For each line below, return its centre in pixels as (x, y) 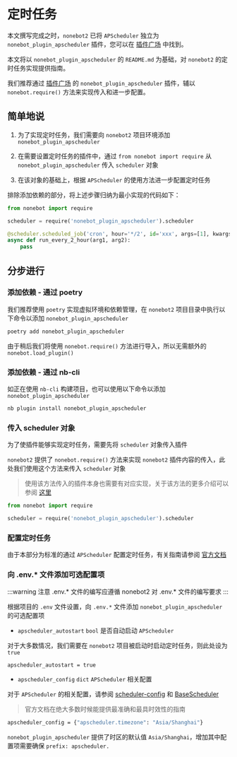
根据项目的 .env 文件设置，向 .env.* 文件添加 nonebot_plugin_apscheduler (115, 606)
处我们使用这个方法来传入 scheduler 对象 (67, 469)
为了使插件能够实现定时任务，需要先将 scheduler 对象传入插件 (98, 445)
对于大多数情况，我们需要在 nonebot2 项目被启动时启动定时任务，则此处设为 (117, 645)
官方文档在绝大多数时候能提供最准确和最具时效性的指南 (105, 709)
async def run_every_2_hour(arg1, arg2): (69, 240)
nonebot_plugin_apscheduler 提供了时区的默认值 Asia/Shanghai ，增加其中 (114, 737)
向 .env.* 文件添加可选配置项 (56, 575)
